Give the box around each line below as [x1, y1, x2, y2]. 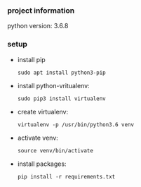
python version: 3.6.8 [7, 22, 69, 30]
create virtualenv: [17, 107, 69, 116]
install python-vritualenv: [17, 81, 90, 90]
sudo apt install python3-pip [17, 69, 107, 76]
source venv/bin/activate [17, 147, 93, 154]
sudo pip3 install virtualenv [17, 95, 107, 102]
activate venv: [17, 133, 58, 142]
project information [7, 6, 75, 16]
